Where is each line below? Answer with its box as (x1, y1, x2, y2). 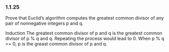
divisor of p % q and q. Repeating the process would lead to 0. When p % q (5, 35, 165, 41)
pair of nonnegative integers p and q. (5, 20, 83, 26)
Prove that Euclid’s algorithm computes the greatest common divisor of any (5, 15, 164, 21)
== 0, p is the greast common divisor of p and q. (5, 41, 108, 47)
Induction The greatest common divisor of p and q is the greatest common (5, 30, 162, 36)
